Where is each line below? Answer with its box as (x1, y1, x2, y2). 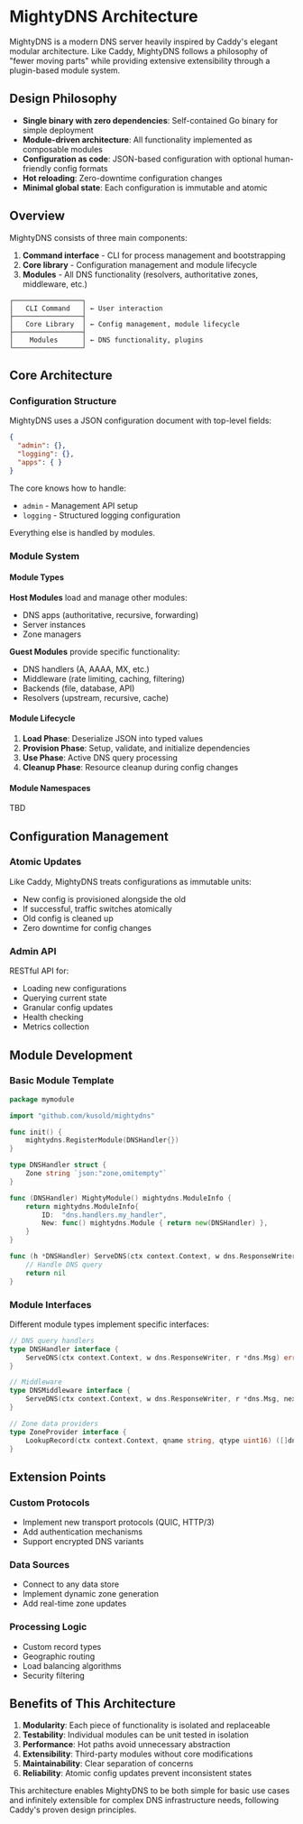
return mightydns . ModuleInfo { (25, 1202, 140, 1211)
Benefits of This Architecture (9, 1696, 176, 1711)
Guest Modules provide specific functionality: (9, 646, 180, 657)
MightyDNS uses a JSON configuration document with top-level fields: (9, 415, 272, 426)
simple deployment (22, 124, 94, 135)
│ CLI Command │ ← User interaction (9, 304, 164, 313)
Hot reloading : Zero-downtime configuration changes (22, 172, 223, 183)
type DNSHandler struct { (9, 1161, 106, 1170)
